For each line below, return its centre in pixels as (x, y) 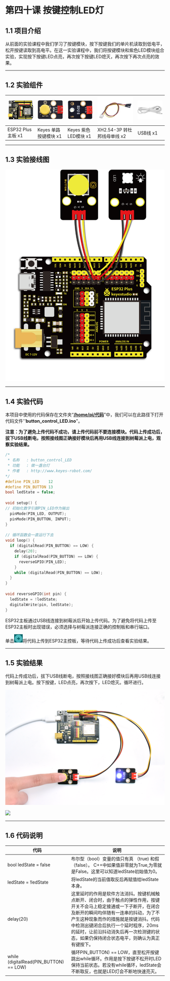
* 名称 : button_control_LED (39, 460)
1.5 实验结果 (24, 663)
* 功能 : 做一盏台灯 (29, 466)
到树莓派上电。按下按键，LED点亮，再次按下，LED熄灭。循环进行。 (76, 683)
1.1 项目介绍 (23, 31)
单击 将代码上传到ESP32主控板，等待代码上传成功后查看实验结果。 (78, 640)
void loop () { (20, 540)
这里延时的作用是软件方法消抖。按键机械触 (116, 894)
